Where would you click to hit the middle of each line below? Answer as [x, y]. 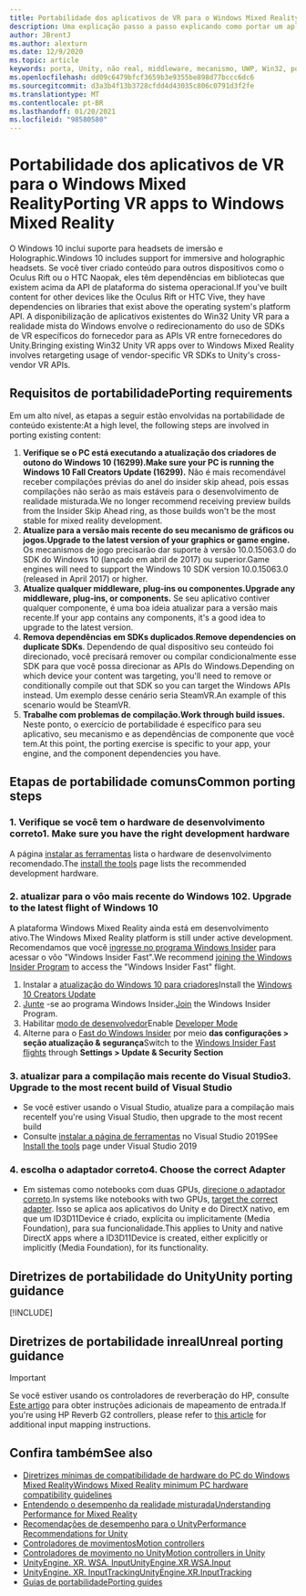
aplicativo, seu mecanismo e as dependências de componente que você [158, 734]
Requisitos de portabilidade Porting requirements [151, 394]
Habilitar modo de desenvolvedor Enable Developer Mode [130, 1023]
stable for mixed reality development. [92, 520]
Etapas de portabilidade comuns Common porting [153, 782]
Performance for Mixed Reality [80, 1514]
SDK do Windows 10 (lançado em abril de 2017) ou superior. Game [146, 559]
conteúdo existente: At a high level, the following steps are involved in [139, 425]
